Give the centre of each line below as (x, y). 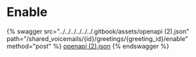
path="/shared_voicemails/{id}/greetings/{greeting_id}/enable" (98, 38)
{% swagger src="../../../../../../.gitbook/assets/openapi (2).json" (98, 31)
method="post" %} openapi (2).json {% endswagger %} (88, 46)
